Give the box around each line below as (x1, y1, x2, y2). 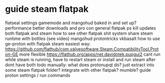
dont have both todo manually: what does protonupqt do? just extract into (5, 62, 154, 68)
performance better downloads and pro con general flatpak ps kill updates (5, 25, 156, 31)
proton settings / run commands (5, 72, 70, 78)
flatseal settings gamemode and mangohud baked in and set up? (5, 20, 137, 26)
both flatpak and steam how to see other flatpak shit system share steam (5, 30, 153, 36)
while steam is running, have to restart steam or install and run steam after (5, 56, 156, 62)
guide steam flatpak (5, 3, 89, 15)
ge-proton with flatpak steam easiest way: (5, 41, 91, 46)
